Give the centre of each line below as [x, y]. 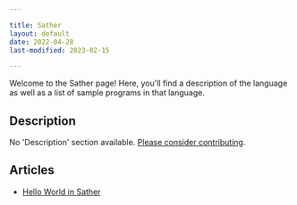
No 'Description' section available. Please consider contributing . [127, 143]
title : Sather [36, 25]
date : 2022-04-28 [42, 42]
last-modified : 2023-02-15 [59, 50]
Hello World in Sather [61, 192]
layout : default [39, 33]
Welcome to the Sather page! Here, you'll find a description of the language [148, 83]
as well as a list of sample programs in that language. [107, 93]
